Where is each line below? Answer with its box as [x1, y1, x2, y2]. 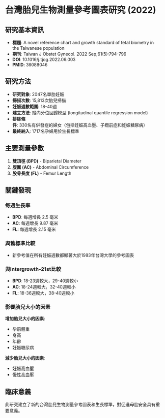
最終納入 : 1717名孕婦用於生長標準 [12, 128, 80, 134]
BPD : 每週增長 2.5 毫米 [12, 214, 58, 220]
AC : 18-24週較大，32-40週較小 [12, 284, 76, 289]
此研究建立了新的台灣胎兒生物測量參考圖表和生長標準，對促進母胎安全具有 [5, 402, 156, 408]
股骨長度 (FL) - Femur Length [12, 170, 72, 176]
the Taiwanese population [12, 45, 65, 51]
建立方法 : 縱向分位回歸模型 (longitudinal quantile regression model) [12, 109, 148, 116]
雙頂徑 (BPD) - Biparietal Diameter [12, 158, 82, 164]
